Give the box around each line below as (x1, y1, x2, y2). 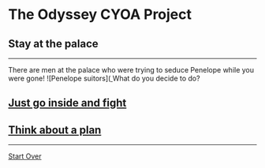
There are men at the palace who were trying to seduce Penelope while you (8, 65, 255, 74)
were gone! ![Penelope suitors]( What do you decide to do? (8, 73, 200, 83)
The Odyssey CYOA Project (8, 6, 192, 24)
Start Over (8, 151, 42, 161)
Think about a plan (8, 123, 102, 136)
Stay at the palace (8, 37, 99, 50)
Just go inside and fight (8, 96, 127, 110)
